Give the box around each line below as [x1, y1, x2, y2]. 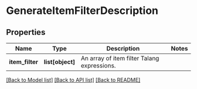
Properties [6, 27, 46, 37]
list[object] [43, 58, 75, 66]
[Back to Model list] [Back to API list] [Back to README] [6, 77, 141, 83]
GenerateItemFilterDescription [6, 4, 159, 17]
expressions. [80, 62, 116, 69]
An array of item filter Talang [80, 54, 159, 62]
